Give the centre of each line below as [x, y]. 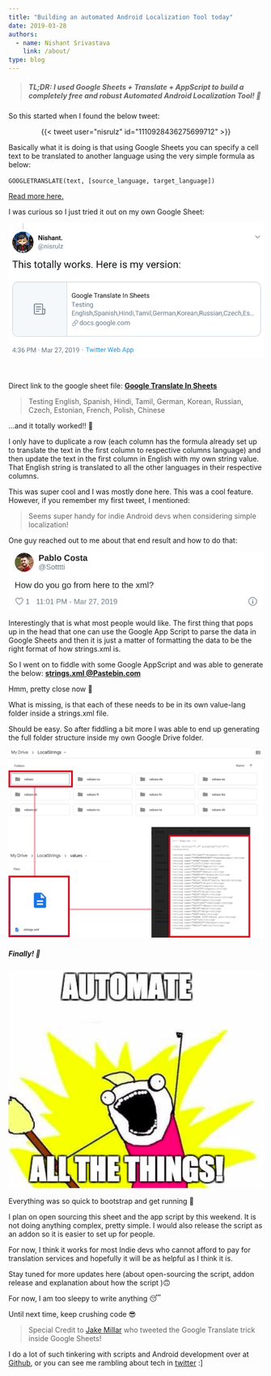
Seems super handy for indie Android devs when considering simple [142, 516]
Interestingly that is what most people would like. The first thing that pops [131, 623]
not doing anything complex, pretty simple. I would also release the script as [135, 1226]
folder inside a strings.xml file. [59, 713]
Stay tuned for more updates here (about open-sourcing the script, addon [131, 1275]
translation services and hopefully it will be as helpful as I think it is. [121, 1258]
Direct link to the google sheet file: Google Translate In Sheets [113, 385]
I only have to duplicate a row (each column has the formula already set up [133, 441]
